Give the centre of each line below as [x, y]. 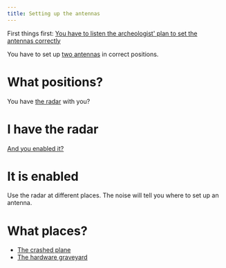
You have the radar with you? [49, 101]
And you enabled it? [36, 148]
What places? [47, 231]
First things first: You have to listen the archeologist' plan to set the [102, 33]
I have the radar [53, 129]
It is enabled [43, 176]
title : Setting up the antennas [54, 14]
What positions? [55, 82]
